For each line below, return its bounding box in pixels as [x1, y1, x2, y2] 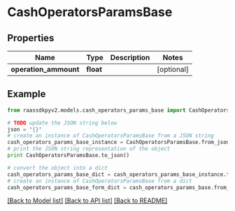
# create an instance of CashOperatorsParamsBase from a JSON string [7, 132, 215, 140]
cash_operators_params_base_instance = [7, 139, 124, 146]
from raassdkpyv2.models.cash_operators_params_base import [7, 106, 187, 114]
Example [7, 88, 46, 100]
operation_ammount [10, 64, 80, 74]
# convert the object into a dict [7, 164, 108, 171]
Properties [7, 32, 55, 44]
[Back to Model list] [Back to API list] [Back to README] [7, 196, 168, 205]
